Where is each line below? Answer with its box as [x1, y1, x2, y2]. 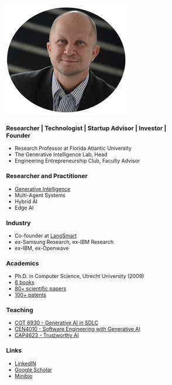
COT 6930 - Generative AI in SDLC [14, 319, 99, 326]
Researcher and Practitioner [6, 172, 88, 180]
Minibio [14, 372, 33, 379]
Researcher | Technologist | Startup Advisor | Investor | [6, 124, 167, 132]
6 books [14, 279, 35, 286]
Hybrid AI [14, 197, 38, 205]
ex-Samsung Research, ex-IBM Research [14, 238, 114, 245]
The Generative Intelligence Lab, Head [14, 151, 108, 158]
